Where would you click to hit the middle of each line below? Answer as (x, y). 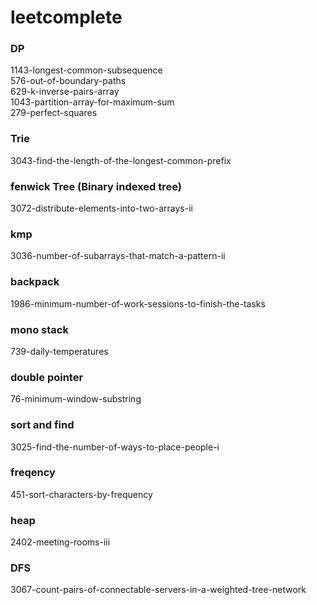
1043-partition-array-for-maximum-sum (92, 102)
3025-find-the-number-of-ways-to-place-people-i (115, 447)
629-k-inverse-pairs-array (65, 92)
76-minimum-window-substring (76, 399)
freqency (33, 473)
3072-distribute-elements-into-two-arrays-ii (101, 208)
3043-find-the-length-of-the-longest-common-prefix (121, 160)
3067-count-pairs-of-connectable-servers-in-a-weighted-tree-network (158, 590)
